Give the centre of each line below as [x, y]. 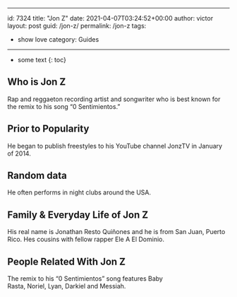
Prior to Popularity [48, 129]
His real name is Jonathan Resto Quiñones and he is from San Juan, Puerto [116, 232]
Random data [37, 176]
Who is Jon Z [37, 82]
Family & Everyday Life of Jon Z [78, 215]
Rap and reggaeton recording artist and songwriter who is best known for [114, 99]
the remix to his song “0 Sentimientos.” [64, 106]
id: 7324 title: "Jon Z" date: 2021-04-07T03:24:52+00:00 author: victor [110, 18]
